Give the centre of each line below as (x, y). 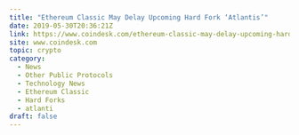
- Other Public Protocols (65, 75)
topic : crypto (36, 51)
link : (19, 34)
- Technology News (52, 83)
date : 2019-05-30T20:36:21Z (61, 26)
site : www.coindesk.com (53, 42)
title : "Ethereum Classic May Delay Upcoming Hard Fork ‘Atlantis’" (139, 17)
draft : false (33, 116)
